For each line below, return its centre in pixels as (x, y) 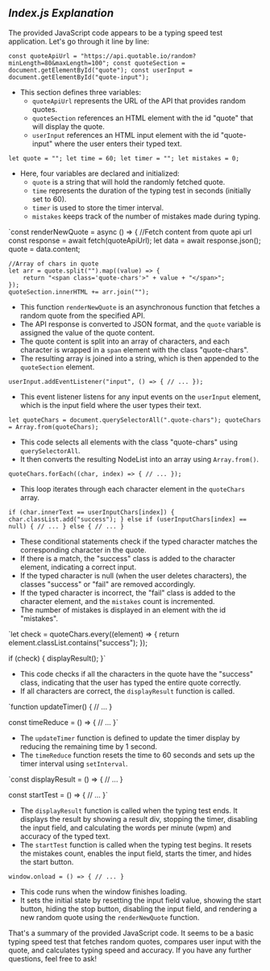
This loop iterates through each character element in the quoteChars (133, 489)
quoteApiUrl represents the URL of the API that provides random (139, 101)
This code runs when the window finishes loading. (104, 891)
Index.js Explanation (61, 13)
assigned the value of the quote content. (87, 332)
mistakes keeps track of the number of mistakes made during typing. (146, 216)
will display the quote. (68, 126)
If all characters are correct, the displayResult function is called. (127, 691)
